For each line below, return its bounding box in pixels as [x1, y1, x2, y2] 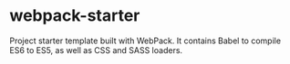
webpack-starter [9, 5, 140, 26]
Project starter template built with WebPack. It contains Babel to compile [9, 35, 281, 46]
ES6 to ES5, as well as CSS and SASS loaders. [9, 44, 183, 55]
